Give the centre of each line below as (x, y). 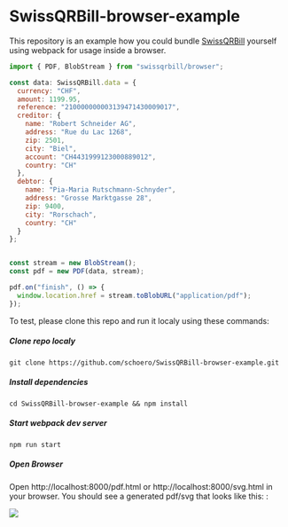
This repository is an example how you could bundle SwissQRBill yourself (143, 41)
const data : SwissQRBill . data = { (73, 83)
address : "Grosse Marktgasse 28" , (89, 198)
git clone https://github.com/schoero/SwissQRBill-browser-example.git (144, 362)
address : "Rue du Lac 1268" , (79, 132)
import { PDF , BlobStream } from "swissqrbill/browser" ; (117, 67)
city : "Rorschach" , (61, 215)
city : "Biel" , (51, 148)
